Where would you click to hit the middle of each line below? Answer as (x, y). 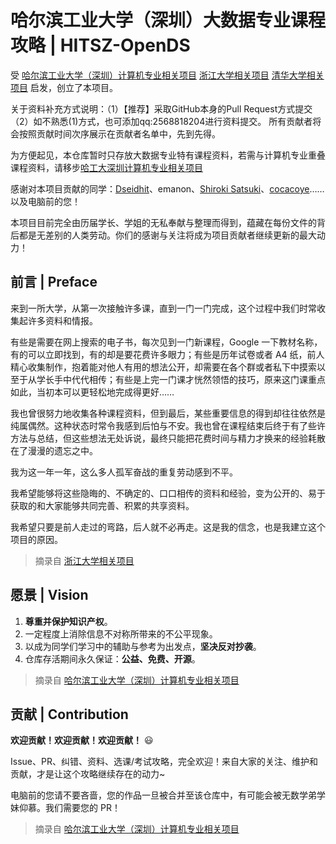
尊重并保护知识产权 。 (68, 621)
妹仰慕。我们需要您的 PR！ (65, 808)
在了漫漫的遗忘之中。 (54, 450)
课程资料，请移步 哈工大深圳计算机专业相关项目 (106, 167)
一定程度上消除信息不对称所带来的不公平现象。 (121, 633)
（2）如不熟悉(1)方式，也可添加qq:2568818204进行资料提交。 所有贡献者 (161, 121)
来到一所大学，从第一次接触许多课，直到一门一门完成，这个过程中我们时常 (163, 308)
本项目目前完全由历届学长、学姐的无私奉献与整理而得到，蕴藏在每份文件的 (163, 222)
